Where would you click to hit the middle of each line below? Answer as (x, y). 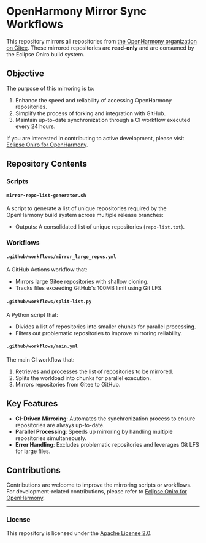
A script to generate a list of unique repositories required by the (86, 208)
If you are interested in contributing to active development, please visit (95, 138)
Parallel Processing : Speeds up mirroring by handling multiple (94, 431)
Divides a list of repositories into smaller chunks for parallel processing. (105, 327)
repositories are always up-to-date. (60, 425)
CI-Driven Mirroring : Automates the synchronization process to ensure (105, 419)
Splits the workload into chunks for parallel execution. (83, 378)
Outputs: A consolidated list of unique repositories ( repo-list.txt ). (100, 227)
